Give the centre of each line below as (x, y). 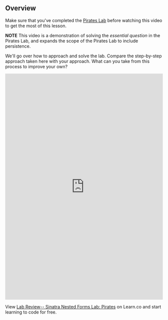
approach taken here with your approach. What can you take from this (77, 61)
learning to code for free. (31, 312)
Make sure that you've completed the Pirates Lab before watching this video (84, 20)
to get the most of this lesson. (36, 26)
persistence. (18, 46)
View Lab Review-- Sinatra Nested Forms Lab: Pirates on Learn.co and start (83, 306)
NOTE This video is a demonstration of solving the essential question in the (83, 35)
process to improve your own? (36, 66)
